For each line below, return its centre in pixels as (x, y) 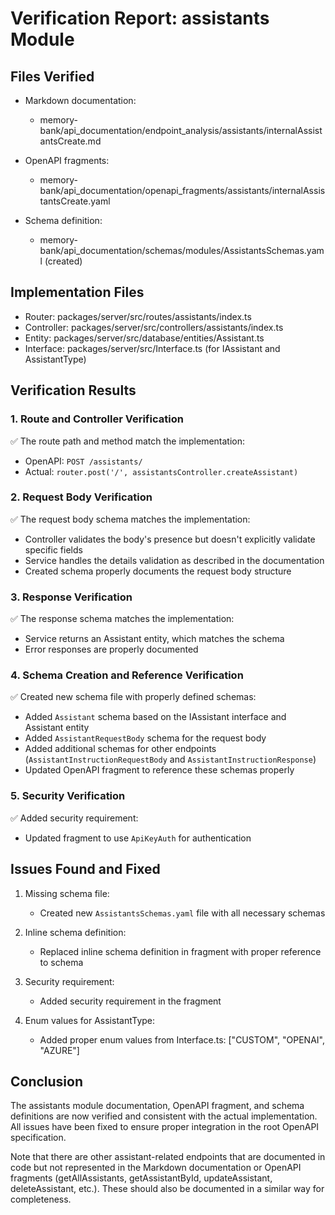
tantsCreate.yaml (75, 201)
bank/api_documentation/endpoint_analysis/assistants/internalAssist (181, 130)
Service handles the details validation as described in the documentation (174, 560)
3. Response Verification (71, 597)
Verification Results (73, 390)
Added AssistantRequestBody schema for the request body (145, 738)
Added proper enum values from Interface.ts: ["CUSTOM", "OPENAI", (182, 1039)
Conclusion (47, 1081)
